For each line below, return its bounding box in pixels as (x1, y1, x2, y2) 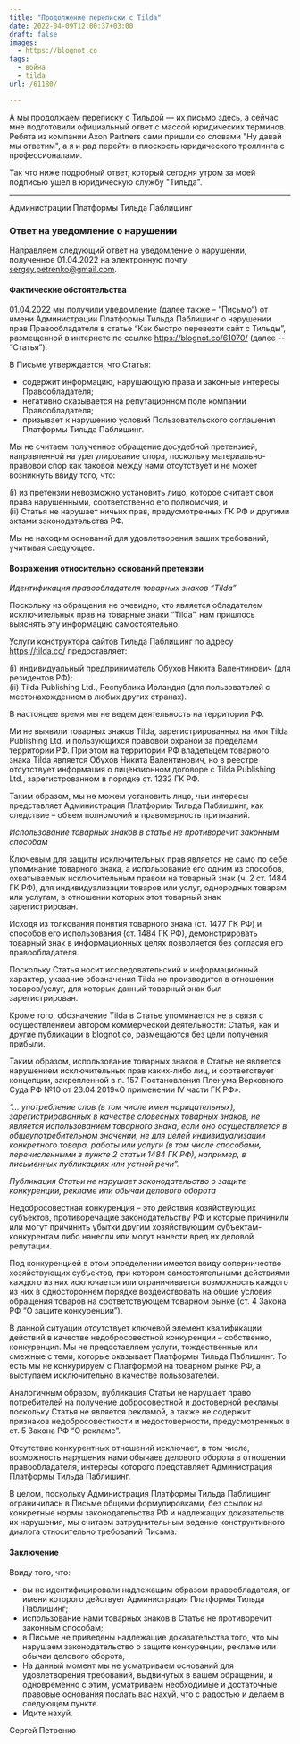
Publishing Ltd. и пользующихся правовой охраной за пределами (9, 736, 259, 747)
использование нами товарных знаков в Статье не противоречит (21, 1613, 272, 1623)
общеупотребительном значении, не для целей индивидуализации (9, 1131, 266, 1141)
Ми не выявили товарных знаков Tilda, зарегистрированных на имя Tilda (9, 726, 288, 737)
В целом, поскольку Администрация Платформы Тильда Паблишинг (9, 1489, 271, 1499)
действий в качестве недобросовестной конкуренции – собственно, (9, 1332, 272, 1343)
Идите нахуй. (21, 1707, 73, 1718)
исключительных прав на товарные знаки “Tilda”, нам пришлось (9, 609, 256, 621)
